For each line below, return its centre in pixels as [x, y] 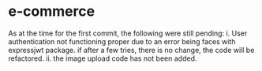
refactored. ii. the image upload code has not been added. [103, 58]
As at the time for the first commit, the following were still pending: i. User [128, 33]
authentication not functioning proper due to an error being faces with [122, 41]
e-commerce [52, 11]
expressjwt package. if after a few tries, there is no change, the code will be [131, 50]
